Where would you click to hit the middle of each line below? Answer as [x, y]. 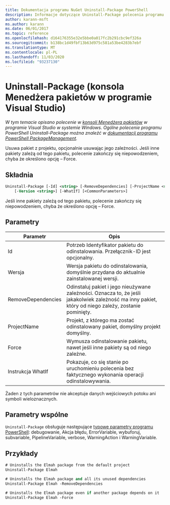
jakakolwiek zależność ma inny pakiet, [112, 299]
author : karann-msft [27, 19]
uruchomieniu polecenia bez [100, 368]
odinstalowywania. [89, 381]
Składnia [19, 175]
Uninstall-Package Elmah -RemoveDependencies [54, 484]
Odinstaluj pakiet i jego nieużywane [109, 286]
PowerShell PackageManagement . [41, 138]
